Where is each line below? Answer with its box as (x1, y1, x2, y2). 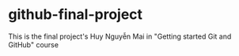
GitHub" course (8, 39, 59, 49)
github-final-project (8, 6, 143, 24)
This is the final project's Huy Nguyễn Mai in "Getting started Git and (8, 32, 232, 41)
